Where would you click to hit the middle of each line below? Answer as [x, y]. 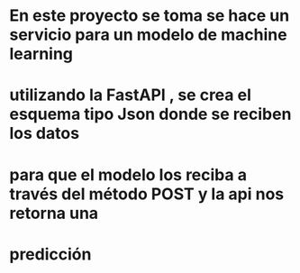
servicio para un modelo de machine [148, 35]
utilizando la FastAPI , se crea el [131, 95]
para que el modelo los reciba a [128, 174]
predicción [50, 254]
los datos [44, 134]
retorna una [54, 213]
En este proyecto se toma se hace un [150, 16]
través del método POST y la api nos [147, 194]
